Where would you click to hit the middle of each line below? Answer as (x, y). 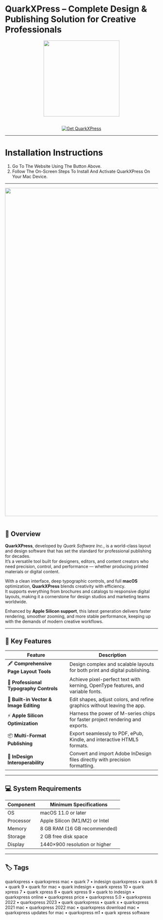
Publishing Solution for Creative (71, 19)
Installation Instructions (54, 153)
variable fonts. (86, 691)
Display (16, 845)
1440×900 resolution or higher (76, 845)
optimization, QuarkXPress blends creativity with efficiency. (65, 586)
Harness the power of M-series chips (112, 713)
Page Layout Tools (29, 671)
